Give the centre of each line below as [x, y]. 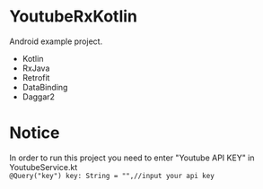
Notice [35, 133]
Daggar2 [39, 97]
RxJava [36, 68]
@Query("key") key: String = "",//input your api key [112, 176]
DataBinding [45, 87]
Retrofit [36, 77]
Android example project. [56, 41]
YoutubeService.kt [44, 167]
